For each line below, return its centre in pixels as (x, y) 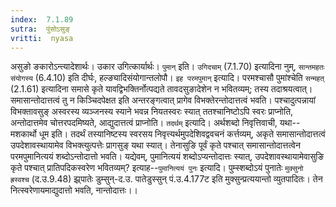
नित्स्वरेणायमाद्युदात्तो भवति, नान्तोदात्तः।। (74, 190)
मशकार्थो (23, 134)
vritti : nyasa (42, 38)
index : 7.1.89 (42, 19)
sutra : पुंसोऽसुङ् (40, 29)
